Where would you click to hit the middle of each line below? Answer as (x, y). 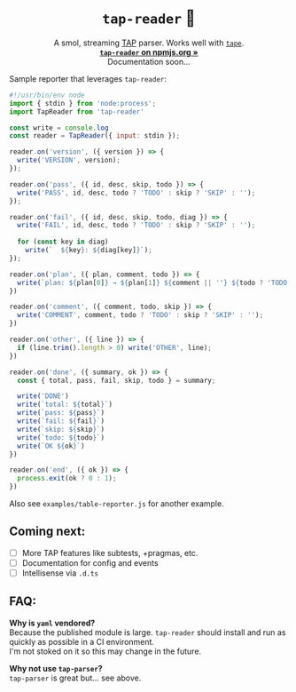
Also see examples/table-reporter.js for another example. (117, 504)
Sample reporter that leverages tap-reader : (88, 78)
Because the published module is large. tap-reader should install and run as (148, 632)
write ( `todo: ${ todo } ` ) (61, 437)
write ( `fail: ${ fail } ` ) (61, 421)
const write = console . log (59, 128)
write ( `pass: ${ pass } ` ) (61, 413)
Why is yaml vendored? (52, 623)
